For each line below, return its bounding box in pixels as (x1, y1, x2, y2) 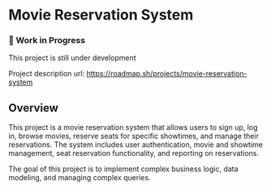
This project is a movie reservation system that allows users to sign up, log (8, 123, 258, 132)
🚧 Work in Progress (8, 35, 86, 46)
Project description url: (8, 69, 85, 79)
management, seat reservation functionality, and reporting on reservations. (8, 149, 260, 158)
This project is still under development (8, 53, 136, 63)
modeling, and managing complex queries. (8, 173, 152, 183)
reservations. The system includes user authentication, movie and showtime (8, 140, 264, 149)
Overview (8, 101, 59, 114)
